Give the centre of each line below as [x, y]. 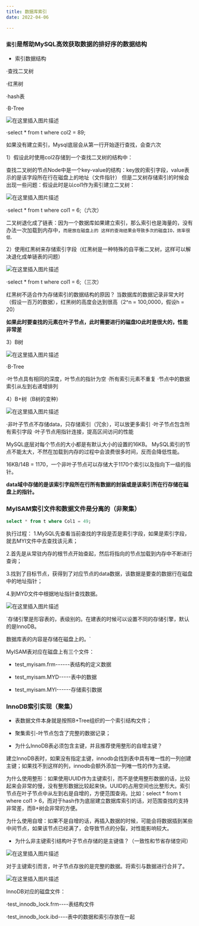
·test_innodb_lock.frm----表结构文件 [50, 904]
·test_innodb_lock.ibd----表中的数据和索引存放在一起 [70, 917]
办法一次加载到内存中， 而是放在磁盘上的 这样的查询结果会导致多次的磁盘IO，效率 [96, 230]
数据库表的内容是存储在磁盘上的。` [49, 639]
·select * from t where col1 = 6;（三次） [54, 282]
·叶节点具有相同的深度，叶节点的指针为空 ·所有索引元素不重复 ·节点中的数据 [98, 379]
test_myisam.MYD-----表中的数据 [56, 677]
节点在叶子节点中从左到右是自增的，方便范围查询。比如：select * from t [94, 793]
